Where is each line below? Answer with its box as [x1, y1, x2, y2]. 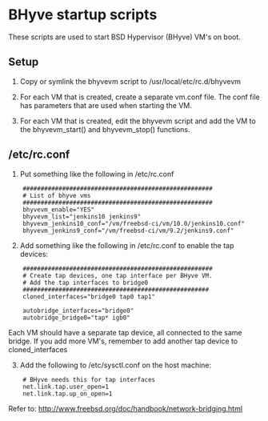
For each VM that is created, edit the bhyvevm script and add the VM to [19, 116, 256, 126]
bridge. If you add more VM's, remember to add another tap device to [8, 336, 238, 346]
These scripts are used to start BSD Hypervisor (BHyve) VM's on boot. [8, 32, 242, 42]
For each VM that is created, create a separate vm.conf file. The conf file [19, 92, 260, 102]
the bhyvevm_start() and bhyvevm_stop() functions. [19, 124, 190, 134]
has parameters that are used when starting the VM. [19, 100, 192, 110]
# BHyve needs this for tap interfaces [22, 375, 156, 383]
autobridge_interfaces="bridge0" [22, 307, 134, 315]
